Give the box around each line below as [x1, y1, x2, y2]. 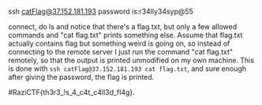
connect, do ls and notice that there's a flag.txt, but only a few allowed [8, 22, 238, 31]
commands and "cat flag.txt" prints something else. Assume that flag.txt [8, 31, 243, 39]
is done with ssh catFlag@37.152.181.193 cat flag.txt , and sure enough [8, 64, 247, 73]
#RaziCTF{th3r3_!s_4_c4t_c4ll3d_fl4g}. [8, 88, 136, 97]
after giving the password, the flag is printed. [8, 73, 155, 81]
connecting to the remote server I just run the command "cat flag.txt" [8, 47, 234, 56]
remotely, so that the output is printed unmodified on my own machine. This [8, 55, 255, 65]
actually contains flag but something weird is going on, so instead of [8, 39, 230, 48]
